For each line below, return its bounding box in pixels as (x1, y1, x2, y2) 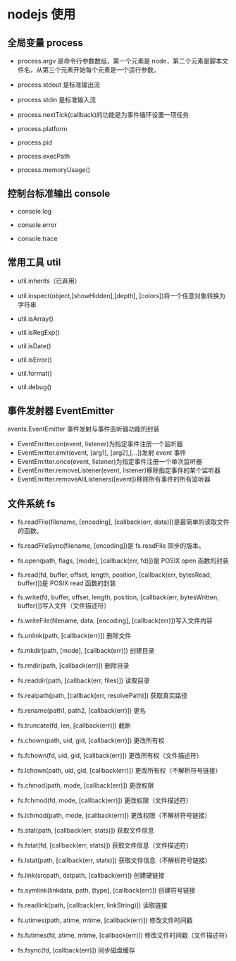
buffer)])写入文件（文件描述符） (17, 601, 111, 610)
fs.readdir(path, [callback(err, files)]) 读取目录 (17, 676, 150, 685)
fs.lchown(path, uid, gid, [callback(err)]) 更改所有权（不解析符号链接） (17, 766, 222, 775)
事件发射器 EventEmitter (7, 405, 114, 417)
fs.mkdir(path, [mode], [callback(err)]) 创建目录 (17, 647, 155, 655)
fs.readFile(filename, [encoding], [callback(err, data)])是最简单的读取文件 (17, 518, 230, 526)
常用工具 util (7, 257, 61, 269)
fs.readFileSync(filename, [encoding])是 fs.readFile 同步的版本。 (17, 541, 205, 550)
